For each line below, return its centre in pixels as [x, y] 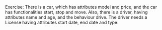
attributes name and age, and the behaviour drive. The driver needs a [76, 17]
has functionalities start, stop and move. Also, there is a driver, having [77, 12]
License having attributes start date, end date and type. [62, 22]
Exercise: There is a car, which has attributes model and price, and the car [81, 7]
